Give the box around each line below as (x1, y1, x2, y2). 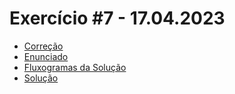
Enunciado (23, 50, 69, 62)
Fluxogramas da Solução (23, 61, 127, 73)
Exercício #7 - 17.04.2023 (9, 7, 226, 30)
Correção (23, 40, 64, 52)
